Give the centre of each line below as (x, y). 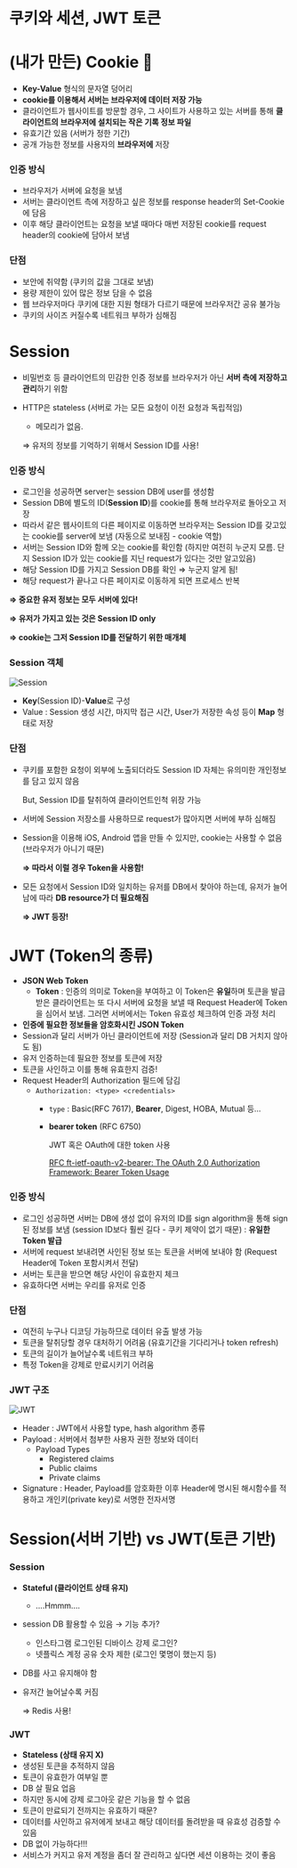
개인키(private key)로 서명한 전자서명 (111, 1499)
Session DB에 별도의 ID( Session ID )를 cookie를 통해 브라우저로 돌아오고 (149, 502)
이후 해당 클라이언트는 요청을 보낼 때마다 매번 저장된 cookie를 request (144, 224)
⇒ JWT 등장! (45, 916)
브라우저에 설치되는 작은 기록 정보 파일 (126, 122)
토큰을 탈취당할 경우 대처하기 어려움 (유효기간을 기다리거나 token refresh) (150, 1343)
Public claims (73, 1468)
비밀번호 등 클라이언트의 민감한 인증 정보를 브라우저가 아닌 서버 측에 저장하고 (154, 377)
